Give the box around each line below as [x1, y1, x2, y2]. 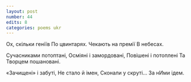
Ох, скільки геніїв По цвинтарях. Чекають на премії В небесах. [6, 41, 164, 48]
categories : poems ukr [6, 24, 62, 31]
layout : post [6, 8, 38, 15]
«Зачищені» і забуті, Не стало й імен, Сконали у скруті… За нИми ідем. [6, 69, 185, 76]
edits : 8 [6, 19, 28, 25]
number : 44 [6, 14, 33, 20]
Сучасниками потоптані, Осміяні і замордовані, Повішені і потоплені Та [6, 52, 186, 59]
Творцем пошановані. [6, 58, 61, 65]
